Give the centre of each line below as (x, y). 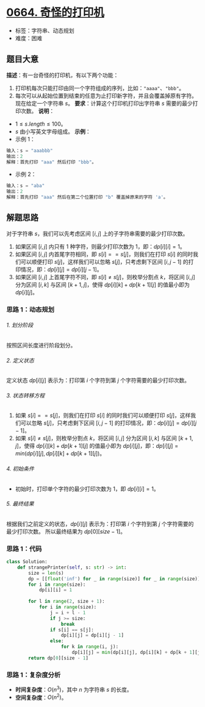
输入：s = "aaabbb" (30, 151)
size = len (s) (46, 573)
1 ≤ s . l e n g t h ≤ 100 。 (41, 124)
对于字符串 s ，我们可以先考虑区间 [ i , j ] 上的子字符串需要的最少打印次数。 (97, 233)
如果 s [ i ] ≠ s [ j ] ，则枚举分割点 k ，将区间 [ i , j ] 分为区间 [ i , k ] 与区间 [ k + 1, (104, 438)
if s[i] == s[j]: (72, 630)
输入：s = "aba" (26, 186)
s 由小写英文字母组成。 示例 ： (53, 131)
